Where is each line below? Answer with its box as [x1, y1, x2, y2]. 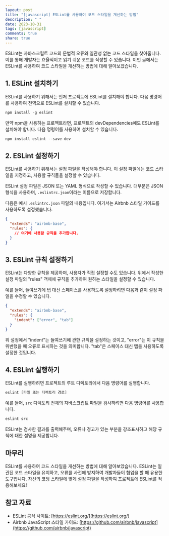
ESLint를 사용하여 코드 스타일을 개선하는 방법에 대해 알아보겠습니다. [5, 63, 138, 69]
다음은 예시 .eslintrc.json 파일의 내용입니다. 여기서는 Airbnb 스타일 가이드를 [5, 200, 160, 206]
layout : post [5, 7, 33, 13]
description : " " [5, 17, 42, 22]
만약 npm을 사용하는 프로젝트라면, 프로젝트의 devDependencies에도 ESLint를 [5, 120, 160, 126]
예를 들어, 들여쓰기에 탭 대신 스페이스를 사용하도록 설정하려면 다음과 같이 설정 [5, 287, 157, 293]
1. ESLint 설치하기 [5, 79, 59, 88]
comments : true [5, 31, 37, 36]
